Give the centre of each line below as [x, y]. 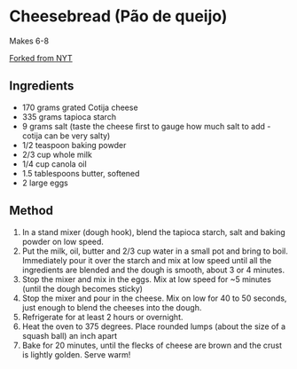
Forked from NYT [41, 58]
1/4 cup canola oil [54, 164]
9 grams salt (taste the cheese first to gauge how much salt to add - [146, 126]
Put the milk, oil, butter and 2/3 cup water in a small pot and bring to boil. [155, 251]
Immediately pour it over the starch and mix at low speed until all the [147, 260]
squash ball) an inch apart [70, 335]
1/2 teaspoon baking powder [74, 145]
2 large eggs [45, 183]
